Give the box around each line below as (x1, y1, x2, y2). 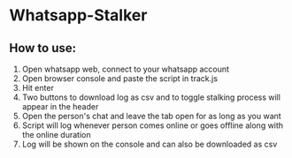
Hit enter (21, 83, 55, 93)
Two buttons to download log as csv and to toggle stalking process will (21, 92, 281, 102)
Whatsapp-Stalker (9, 5, 148, 26)
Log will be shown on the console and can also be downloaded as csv (21, 139, 278, 149)
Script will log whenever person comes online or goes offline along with (21, 120, 284, 131)
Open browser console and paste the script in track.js (21, 73, 219, 84)
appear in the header (21, 102, 99, 111)
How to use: (9, 41, 77, 56)
